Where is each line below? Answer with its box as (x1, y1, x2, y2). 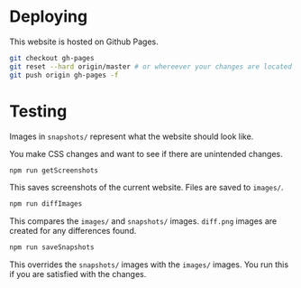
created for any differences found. (9, 226, 137, 237)
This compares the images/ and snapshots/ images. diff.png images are (9, 216, 278, 227)
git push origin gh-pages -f (9, 70, 119, 79)
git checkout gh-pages (9, 53, 95, 62)
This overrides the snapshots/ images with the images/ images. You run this (9, 259, 289, 270)
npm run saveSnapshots (9, 243, 95, 252)
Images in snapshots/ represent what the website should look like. (9, 131, 254, 142)
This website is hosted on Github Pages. (9, 36, 160, 47)
